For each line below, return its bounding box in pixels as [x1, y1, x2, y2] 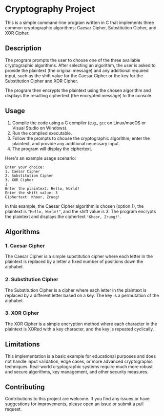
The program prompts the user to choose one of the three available [5, 57, 141, 63]
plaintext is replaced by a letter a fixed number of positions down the [5, 259, 143, 264]
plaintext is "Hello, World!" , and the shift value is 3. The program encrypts [5, 208, 156, 214]
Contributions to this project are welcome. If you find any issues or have [5, 396, 150, 402]
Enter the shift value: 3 [5, 190, 58, 195]
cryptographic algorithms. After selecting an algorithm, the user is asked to [5, 62, 156, 68]
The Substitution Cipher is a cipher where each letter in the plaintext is [5, 287, 146, 293]
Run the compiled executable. [12, 130, 72, 136]
